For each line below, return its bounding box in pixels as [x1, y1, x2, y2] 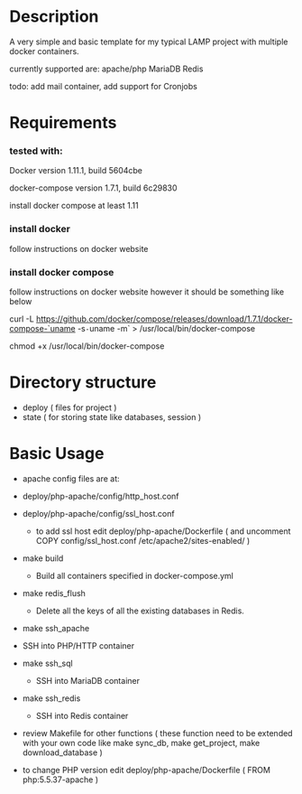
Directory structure [9, 372, 157, 393]
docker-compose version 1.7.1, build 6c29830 [9, 182, 178, 193]
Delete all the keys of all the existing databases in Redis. [35, 605, 245, 616]
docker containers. [9, 45, 79, 56]
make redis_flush [22, 587, 86, 598]
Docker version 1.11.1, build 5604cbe [9, 165, 142, 176]
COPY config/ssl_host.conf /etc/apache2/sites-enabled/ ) [35, 535, 251, 546]
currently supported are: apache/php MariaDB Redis [9, 63, 204, 74]
